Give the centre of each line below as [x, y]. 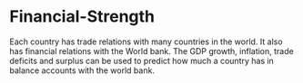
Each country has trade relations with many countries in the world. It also [146, 41]
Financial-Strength [82, 17]
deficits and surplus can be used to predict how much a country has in [142, 60]
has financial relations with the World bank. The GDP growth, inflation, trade [151, 51]
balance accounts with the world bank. [82, 70]
